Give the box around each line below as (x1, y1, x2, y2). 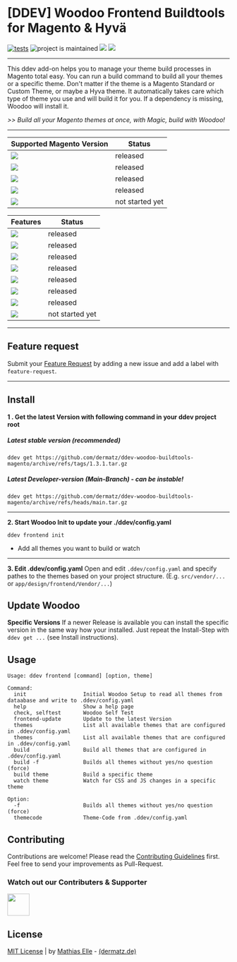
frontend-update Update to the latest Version (13, 716, 172, 723)
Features (11, 217, 42, 226)
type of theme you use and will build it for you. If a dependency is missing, (7, 94, 224, 103)
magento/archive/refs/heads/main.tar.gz (7, 499, 128, 506)
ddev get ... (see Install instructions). (7, 633, 119, 642)
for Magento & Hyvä (7, 20, 127, 36)
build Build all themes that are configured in (13, 746, 207, 754)
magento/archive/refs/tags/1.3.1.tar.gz (7, 460, 128, 467)
